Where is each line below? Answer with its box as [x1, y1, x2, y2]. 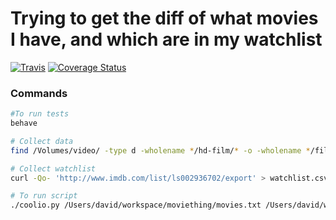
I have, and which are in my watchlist [10, 28, 323, 51]
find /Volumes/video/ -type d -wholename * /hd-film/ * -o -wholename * [10, 145, 311, 156]
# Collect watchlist [10, 163, 97, 174]
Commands [10, 86, 68, 100]
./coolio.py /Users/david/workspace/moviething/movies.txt [10, 200, 262, 211]
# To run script [10, 191, 78, 201]
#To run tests [10, 109, 70, 119]
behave [10, 118, 38, 129]
